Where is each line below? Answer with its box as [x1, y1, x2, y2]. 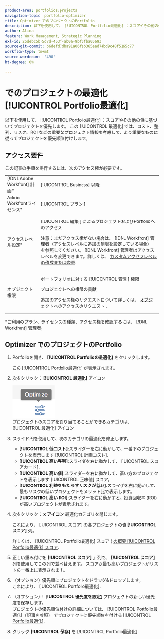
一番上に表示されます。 [20, 567, 68, 573]
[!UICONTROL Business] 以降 [41, 182, 100, 188]
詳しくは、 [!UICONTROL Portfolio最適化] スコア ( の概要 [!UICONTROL [12, 538, 155, 544]
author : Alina [5, 28, 34, 34]
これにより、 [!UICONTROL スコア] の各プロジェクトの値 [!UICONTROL [12, 521, 156, 528]
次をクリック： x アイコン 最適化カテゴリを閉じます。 [12, 511, 121, 517]
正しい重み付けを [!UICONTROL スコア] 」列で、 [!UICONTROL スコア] [12, 554, 155, 560]
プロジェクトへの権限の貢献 [41, 286, 97, 292]
